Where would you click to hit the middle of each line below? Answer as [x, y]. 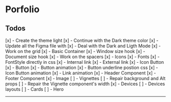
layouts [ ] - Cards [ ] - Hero [35, 89]
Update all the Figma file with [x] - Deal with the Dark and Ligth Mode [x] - [83, 46]
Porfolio [22, 9]
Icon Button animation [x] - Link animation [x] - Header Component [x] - [81, 73]
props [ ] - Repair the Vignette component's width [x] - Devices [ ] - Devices [85, 84]
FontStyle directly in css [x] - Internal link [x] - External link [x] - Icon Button [85, 62]
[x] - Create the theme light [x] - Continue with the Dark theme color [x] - [82, 40]
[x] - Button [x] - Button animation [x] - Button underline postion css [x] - [82, 68]
